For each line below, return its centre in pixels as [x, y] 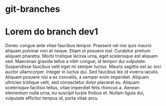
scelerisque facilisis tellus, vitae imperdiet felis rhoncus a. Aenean [72, 88]
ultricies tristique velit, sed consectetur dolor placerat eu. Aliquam [72, 82]
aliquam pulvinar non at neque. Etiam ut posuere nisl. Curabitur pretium [78, 51]
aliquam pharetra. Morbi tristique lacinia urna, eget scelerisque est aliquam [82, 56]
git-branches [33, 9]
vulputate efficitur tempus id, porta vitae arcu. [52, 98]
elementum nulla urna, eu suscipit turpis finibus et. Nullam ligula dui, [75, 93]
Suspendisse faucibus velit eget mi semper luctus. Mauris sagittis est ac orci [83, 67]
